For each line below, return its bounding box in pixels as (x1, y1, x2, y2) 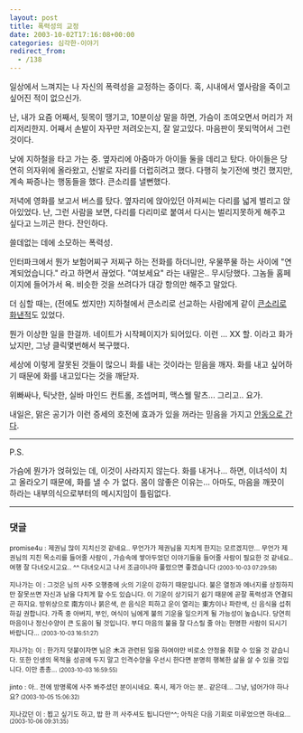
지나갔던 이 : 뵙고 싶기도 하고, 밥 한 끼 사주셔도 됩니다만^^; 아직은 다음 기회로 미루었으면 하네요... (9, 710, 291, 719)
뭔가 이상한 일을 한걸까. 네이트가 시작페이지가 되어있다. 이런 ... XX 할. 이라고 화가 (9, 329, 293, 339)
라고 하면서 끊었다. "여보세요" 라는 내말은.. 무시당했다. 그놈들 (60, 268, 275, 278)
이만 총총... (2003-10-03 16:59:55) (25, 665, 118, 674)
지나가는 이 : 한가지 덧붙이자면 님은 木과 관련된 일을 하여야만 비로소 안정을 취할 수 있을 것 (9, 646, 270, 655)
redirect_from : (9, 47, 67, 56)
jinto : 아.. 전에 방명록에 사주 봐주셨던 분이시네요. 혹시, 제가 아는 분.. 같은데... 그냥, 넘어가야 (9, 683, 275, 692)
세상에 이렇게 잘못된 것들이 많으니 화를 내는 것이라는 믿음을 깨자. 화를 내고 (9, 359, 269, 370)
